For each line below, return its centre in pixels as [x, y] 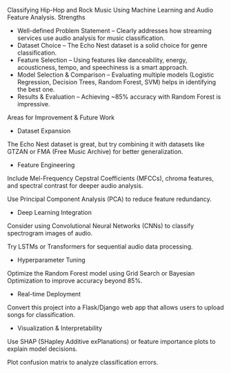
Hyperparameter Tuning [51, 260]
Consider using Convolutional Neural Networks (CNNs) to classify [101, 226]
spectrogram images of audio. [50, 233]
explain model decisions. [42, 349]
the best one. [36, 89]
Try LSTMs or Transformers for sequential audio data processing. [100, 247]
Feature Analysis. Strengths [46, 17]
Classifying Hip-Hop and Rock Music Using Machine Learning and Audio [110, 10]
